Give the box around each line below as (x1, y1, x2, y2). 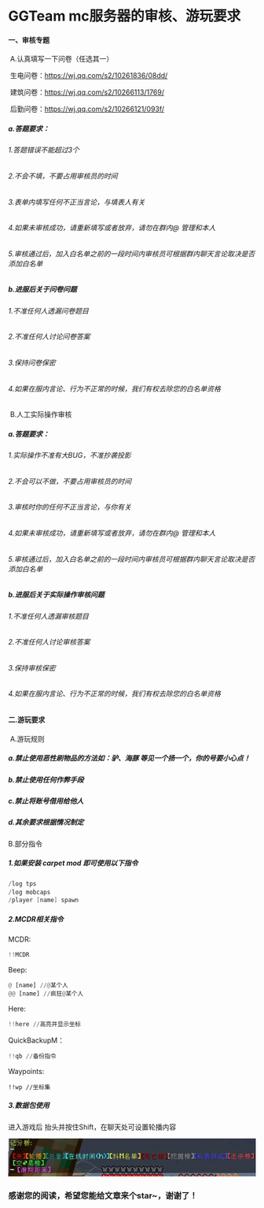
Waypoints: (8, 1066, 45, 1076)
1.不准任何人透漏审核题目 (8, 611, 89, 621)
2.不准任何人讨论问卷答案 (8, 332, 90, 341)
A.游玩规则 (9, 734, 45, 743)
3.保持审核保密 (8, 663, 57, 672)
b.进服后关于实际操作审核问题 (8, 590, 104, 600)
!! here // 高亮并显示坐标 (8, 1020, 81, 1028)
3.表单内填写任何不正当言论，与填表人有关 (8, 197, 145, 206)
